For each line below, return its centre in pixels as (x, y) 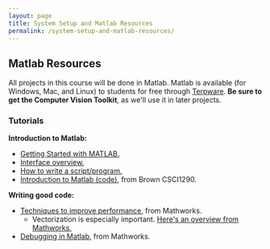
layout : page (30, 16)
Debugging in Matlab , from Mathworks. (85, 237)
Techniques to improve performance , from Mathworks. (111, 211)
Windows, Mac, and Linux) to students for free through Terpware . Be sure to (135, 91)
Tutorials (26, 121)
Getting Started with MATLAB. (70, 154)
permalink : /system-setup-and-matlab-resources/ (91, 31)
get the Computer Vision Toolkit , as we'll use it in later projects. (115, 100)
